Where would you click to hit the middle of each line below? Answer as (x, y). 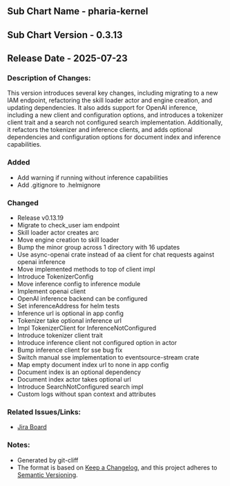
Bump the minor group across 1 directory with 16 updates (98, 247)
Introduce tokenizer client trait (60, 335)
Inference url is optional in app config (70, 313)
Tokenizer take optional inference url (69, 321)
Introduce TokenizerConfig (55, 277)
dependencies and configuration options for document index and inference (114, 137)
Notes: (19, 445)
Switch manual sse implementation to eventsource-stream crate (108, 357)
